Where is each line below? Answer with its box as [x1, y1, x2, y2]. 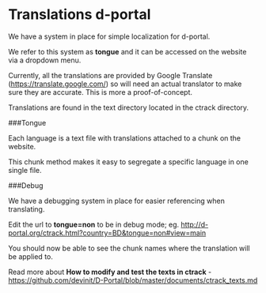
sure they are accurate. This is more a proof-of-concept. [8, 87, 192, 96]
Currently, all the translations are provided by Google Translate [8, 70, 213, 80]
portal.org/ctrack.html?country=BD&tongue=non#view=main [8, 227, 207, 238]
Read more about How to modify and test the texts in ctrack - [8, 267, 212, 276]
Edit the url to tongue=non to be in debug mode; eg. [8, 220, 180, 229]
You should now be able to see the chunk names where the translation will [8, 243, 251, 253]
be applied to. [8, 251, 54, 261]
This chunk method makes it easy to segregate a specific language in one [8, 156, 249, 167]
